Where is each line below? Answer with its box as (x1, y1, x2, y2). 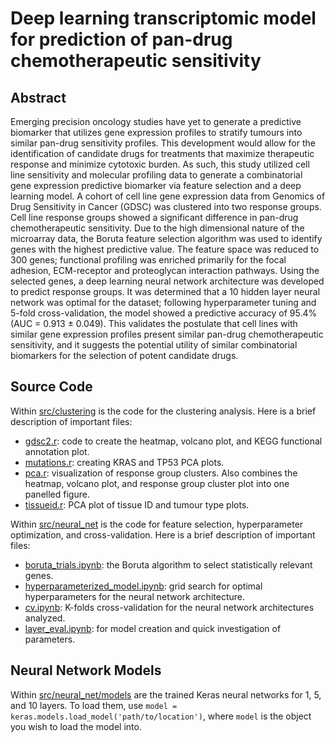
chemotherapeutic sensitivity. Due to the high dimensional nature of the (10, 222, 305, 234)
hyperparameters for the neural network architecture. (24, 590, 245, 602)
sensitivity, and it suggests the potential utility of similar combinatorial (10, 339, 298, 351)
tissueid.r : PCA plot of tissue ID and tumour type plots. (24, 498, 250, 511)
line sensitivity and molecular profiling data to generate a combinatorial (10, 169, 303, 181)
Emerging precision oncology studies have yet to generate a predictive (10, 116, 302, 127)
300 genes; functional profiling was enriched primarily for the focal (10, 254, 287, 266)
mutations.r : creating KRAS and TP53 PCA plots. (24, 456, 225, 468)
